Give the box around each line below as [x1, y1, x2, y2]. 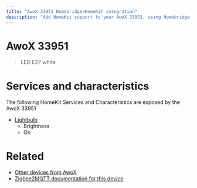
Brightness [23, 123, 50, 130]
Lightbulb [14, 116, 38, 123]
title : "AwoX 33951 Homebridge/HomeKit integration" [6, 8, 138, 15]
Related [6, 149, 44, 163]
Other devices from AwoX [14, 169, 77, 176]
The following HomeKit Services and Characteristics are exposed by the [6, 99, 181, 106]
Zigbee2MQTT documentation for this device [14, 175, 124, 182]
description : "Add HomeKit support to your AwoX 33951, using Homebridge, [6, 14, 193, 20]
